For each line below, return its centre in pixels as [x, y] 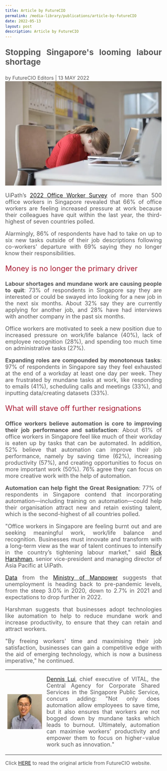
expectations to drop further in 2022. [54, 597]
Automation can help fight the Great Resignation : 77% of [83, 488]
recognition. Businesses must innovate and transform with [83, 539]
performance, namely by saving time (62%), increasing [83, 456]
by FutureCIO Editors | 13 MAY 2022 [47, 78]
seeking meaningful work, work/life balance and [83, 533]
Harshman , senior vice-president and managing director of [83, 559]
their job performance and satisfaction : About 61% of [83, 430]
